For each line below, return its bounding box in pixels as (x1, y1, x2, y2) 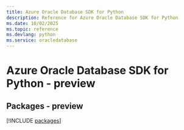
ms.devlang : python (6, 32, 56, 38)
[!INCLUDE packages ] (6, 117, 62, 124)
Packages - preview (6, 101, 83, 111)
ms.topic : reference (6, 26, 59, 32)
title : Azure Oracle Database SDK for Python (6, 9, 124, 15)
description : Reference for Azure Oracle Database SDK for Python (6, 15, 179, 21)
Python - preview (6, 77, 96, 90)
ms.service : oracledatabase (6, 37, 78, 43)
